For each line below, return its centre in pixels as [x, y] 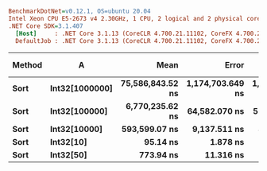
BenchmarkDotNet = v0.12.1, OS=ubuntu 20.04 [79, 11]
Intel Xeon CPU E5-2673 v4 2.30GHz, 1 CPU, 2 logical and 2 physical [126, 18]
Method [27, 65]
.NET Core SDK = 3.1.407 [46, 26]
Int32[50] [69, 155]
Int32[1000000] [82, 88]
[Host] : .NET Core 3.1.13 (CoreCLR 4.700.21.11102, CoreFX [124, 33]
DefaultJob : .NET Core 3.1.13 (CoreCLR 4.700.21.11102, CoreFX [124, 41]
